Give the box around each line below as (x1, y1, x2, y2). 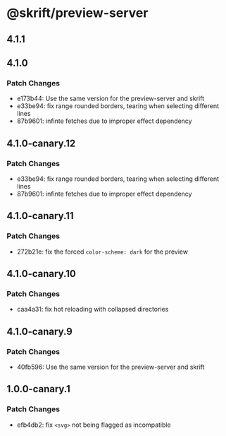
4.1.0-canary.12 (6, 137, 76, 149)
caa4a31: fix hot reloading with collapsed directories (16, 305, 169, 314)
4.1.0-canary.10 (6, 268, 77, 280)
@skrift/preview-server (6, 5, 149, 21)
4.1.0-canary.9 (6, 325, 73, 337)
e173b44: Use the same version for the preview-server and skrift (16, 94, 205, 103)
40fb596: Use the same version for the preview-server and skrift (16, 363, 205, 372)
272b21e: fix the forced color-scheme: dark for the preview (16, 247, 188, 256)
